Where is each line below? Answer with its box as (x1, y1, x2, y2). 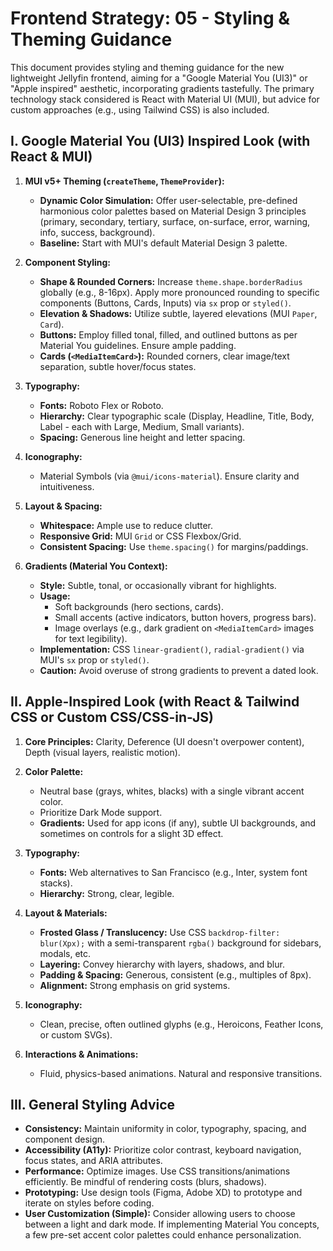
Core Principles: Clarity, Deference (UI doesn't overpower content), (24, 735, 305, 747)
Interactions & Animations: (24, 1048, 139, 1060)
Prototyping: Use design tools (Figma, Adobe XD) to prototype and (24, 1187, 303, 1199)
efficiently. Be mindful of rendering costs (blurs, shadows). (24, 1176, 267, 1188)
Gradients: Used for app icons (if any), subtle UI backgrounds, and (39, 817, 317, 829)
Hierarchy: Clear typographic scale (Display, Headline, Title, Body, (39, 410, 315, 422)
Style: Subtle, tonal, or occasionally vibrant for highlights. (39, 579, 277, 591)
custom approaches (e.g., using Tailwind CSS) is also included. (10, 103, 270, 116)
